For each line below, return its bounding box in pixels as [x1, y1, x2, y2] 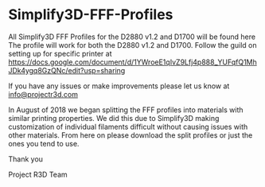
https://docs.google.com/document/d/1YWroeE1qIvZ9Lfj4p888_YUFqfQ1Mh [8, 57, 257, 67]
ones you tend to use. [8, 138, 80, 148]
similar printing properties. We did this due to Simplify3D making [8, 113, 220, 123]
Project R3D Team [8, 169, 68, 179]
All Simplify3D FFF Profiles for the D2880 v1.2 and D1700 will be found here [8, 32, 256, 41]
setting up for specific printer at [8, 49, 112, 58]
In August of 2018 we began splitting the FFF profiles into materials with [8, 105, 244, 115]
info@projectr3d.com [8, 89, 78, 99]
